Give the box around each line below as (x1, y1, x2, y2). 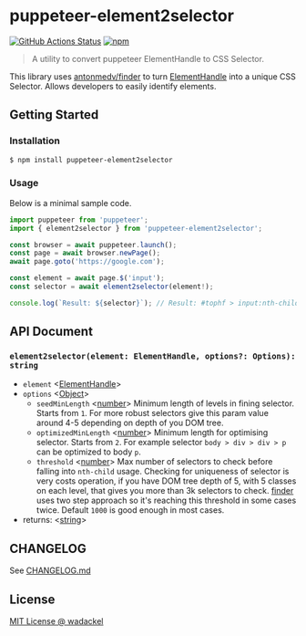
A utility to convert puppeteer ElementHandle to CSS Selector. (31, 53, 264, 64)
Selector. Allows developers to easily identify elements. (9, 80, 217, 91)
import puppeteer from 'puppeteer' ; (9, 215, 148, 224)
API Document (9, 324, 94, 339)
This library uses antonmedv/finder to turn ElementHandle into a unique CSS (9, 70, 296, 82)
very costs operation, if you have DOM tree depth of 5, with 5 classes (36, 475, 297, 486)
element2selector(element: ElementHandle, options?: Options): (9, 351, 296, 361)
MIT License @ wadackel (9, 616, 104, 627)
